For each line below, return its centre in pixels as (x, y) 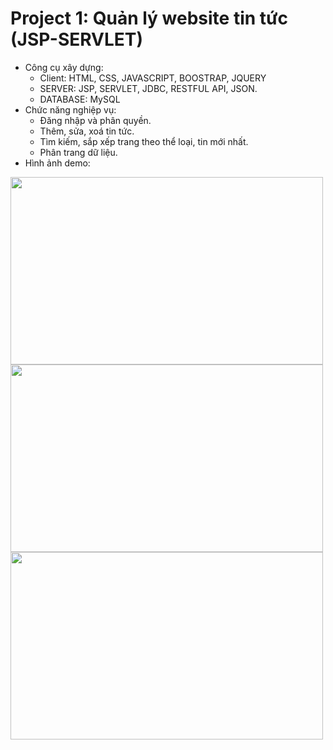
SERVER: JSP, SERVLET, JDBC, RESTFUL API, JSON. (148, 88)
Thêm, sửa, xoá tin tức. (87, 131)
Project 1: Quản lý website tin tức (149, 18)
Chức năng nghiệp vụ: (70, 109)
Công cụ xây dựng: (64, 67)
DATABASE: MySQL (80, 99)
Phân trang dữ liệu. (78, 152)
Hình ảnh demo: (57, 163)
